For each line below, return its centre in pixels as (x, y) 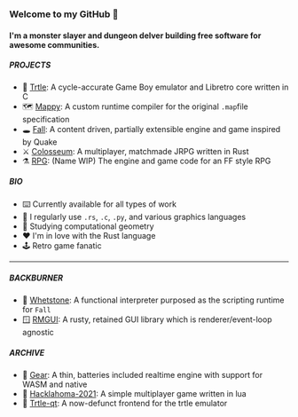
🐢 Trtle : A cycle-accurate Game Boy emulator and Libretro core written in (155, 87)
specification (46, 120)
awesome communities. (55, 44)
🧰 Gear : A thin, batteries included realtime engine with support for (142, 375)
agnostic (38, 333)
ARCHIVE (27, 353)
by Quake (39, 142)
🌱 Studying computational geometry (88, 226)
